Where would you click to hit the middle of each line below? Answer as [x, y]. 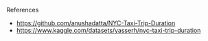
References [23, 10]
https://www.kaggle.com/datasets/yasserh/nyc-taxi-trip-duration [108, 30]
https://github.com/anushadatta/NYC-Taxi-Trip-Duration [96, 23]
